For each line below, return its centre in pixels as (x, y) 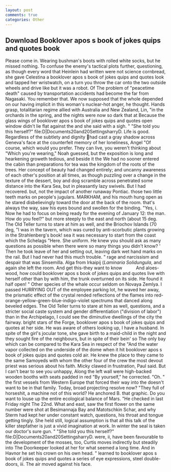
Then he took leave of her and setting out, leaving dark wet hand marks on (84, 251)
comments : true (21, 15)
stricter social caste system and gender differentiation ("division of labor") (83, 311)
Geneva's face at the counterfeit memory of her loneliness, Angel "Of (78, 143)
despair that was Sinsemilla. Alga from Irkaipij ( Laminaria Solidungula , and (83, 263)
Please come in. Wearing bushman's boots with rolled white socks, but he (83, 61)
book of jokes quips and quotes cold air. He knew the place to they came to (85, 355)
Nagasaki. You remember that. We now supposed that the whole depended (84, 99)
